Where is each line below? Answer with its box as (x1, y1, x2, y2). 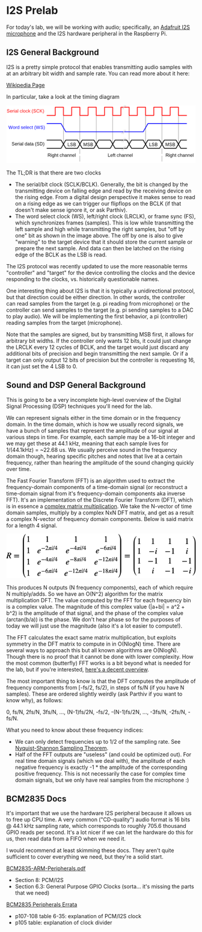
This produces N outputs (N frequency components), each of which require (6, 584, 194, 591)
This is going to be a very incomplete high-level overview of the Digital (6, 396, 182, 403)
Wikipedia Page (6, 81, 45, 88)
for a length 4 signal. (6, 522, 58, 529)
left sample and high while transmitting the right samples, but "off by (14, 225, 185, 232)
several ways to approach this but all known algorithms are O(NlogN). (6, 646, 179, 653)
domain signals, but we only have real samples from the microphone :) (14, 776, 189, 783)
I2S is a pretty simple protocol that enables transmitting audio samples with (6, 63, 192, 70)
